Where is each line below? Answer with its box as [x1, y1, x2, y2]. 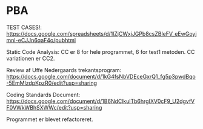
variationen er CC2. [6, 55, 55, 62]
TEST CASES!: [6, 24, 42, 31]
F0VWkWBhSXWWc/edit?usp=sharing [6, 104, 102, 111]
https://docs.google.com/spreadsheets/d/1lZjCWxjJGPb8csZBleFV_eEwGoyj [6, 30, 197, 37]
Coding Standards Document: [6, 91, 81, 98]
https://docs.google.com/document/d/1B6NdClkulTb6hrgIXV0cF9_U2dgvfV [6, 98, 195, 105]
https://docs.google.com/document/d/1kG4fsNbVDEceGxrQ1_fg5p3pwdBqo [6, 73, 196, 80]
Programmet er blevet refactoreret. [6, 116, 93, 123]
